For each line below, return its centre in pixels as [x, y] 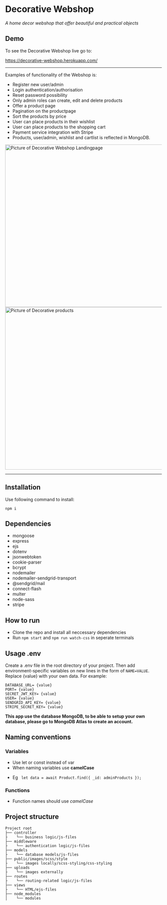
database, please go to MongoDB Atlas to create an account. [69, 722]
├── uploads [17, 868]
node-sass [23, 600]
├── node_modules [23, 894]
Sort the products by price [39, 116]
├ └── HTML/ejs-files [31, 890]
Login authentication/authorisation [47, 90]
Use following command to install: [40, 499]
